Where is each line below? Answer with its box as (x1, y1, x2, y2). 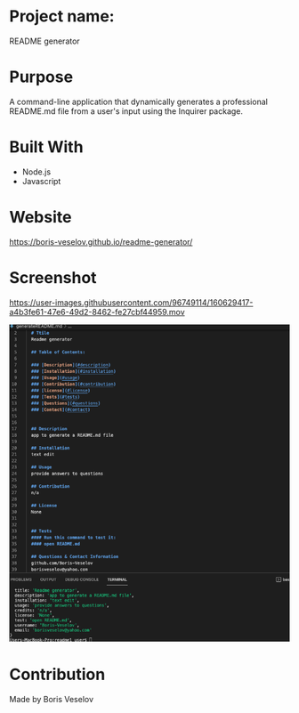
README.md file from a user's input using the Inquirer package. (9, 105, 243, 117)
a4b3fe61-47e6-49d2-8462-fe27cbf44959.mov (9, 306, 185, 317)
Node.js (21, 166, 52, 177)
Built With (9, 137, 84, 158)
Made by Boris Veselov (9, 694, 94, 705)
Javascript (21, 175, 61, 186)
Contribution (9, 665, 106, 685)
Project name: (9, 6, 115, 27)
